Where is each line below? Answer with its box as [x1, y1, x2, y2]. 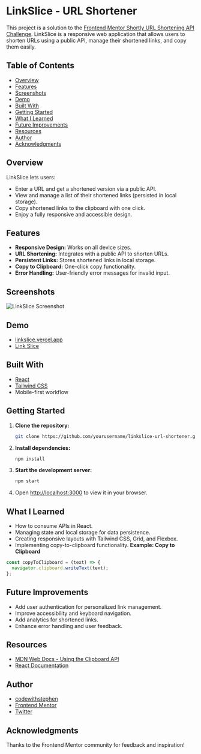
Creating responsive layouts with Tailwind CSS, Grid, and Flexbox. [14, 535, 178, 542]
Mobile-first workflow [14, 388, 69, 395]
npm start [14, 478, 40, 484]
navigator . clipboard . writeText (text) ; [11, 565, 109, 571]
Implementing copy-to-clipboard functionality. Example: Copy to [14, 542, 175, 549]
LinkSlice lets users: [6, 173, 56, 181]
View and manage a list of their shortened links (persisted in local [14, 191, 177, 199]
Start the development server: [14, 467, 92, 474]
